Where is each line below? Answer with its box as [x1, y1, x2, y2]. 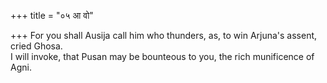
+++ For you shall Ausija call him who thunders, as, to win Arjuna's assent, [10, 30, 318, 41]
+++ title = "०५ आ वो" [10, 10, 94, 21]
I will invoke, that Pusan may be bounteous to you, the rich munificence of [10, 51, 315, 62]
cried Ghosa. [10, 40, 63, 52]
